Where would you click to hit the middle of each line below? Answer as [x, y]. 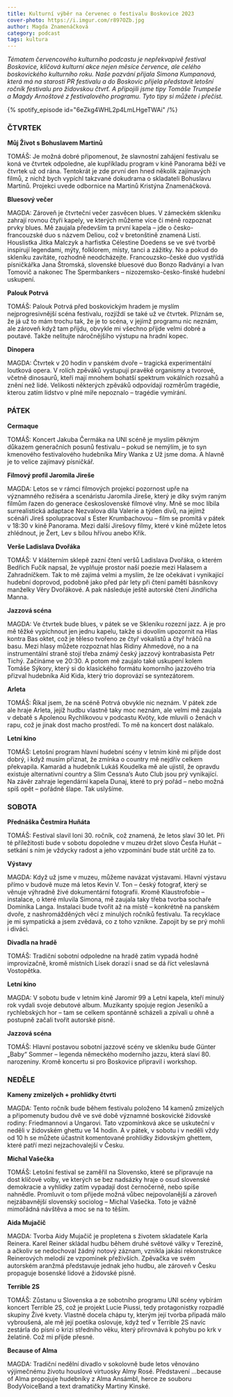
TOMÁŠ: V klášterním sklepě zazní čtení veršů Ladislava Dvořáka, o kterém [115, 560]
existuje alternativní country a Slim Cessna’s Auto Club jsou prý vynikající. [113, 774]
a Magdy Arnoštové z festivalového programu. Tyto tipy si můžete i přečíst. [115, 96]
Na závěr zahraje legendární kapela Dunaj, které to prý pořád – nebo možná [115, 781]
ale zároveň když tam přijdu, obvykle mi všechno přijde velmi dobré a [107, 329]
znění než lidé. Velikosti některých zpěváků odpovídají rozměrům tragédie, [114, 385]
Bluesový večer [30, 200]
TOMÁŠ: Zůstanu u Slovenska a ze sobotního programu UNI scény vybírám [115, 1300]
